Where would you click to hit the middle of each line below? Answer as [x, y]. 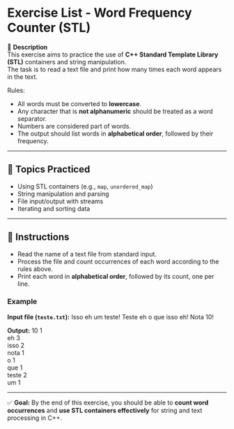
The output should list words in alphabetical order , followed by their [115, 133]
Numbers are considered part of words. [74, 126]
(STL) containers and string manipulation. [67, 61]
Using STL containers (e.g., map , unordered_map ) [85, 186]
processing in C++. [35, 418]
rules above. [35, 269]
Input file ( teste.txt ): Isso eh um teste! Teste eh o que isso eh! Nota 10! [111, 317]
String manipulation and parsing [63, 194]
